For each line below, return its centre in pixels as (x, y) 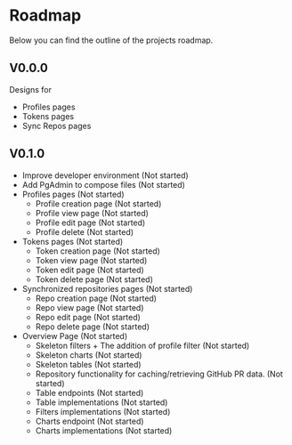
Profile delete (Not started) (85, 231)
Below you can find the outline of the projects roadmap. (111, 40)
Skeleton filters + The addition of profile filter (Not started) (142, 345)
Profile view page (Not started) (92, 213)
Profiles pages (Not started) (73, 194)
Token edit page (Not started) (89, 270)
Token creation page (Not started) (97, 251)
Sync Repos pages (57, 125)
